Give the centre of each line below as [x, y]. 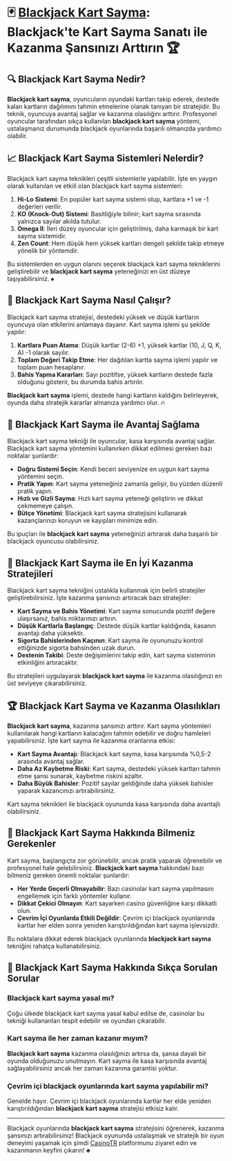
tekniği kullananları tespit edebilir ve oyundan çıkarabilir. [87, 1020]
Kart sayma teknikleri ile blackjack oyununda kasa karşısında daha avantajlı [114, 804]
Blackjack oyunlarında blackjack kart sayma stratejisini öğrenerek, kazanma [116, 1129]
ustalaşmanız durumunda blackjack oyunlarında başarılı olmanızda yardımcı [115, 128]
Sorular [23, 978]
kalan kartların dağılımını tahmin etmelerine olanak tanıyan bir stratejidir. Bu [114, 106]
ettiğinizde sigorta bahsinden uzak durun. [76, 648]
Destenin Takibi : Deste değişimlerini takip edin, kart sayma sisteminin [116, 655]
